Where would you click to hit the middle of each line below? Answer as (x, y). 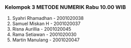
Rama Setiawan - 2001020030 (44, 35)
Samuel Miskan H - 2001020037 (46, 23)
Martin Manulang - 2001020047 (46, 40)
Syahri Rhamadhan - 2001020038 (48, 18)
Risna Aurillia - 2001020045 (42, 29)
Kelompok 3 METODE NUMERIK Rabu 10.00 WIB (65, 7)
